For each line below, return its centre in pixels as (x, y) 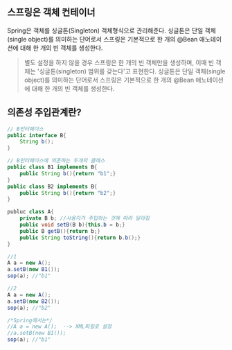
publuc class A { (30, 212)
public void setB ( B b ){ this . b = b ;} (73, 225)
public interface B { (37, 135)
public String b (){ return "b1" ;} (68, 173)
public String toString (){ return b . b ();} (80, 238)
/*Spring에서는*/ (30, 320)
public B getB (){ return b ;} (60, 231)
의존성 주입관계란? (44, 113)
